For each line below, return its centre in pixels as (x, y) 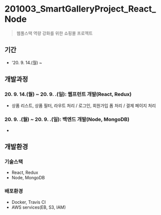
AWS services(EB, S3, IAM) (39, 207)
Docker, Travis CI (29, 202)
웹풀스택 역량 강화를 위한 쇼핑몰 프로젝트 (54, 33)
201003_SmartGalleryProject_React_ (80, 9)
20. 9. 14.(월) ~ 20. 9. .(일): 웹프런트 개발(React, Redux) (68, 94)
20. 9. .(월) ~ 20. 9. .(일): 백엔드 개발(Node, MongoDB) (67, 120)
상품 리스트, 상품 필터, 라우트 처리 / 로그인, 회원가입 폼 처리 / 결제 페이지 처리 (84, 106)
